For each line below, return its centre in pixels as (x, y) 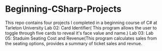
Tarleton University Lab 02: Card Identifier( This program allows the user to (81, 27)
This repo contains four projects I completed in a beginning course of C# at (81, 23)
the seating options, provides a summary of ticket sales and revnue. (74, 43)
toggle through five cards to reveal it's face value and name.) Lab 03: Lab (79, 33)
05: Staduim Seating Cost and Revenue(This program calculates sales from (81, 38)
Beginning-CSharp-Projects (63, 9)
